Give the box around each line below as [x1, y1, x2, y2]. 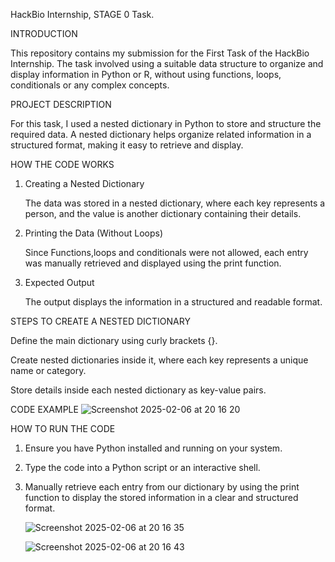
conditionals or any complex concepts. [10, 79, 170, 91]
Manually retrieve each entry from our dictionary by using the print [24, 481, 300, 493]
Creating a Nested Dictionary [24, 178, 145, 189]
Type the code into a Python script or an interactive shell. [24, 462, 261, 473]
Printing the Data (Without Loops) [24, 227, 164, 239]
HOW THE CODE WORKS [10, 159, 115, 170]
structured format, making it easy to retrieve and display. [10, 139, 244, 151]
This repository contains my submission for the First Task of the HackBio [10, 47, 310, 59]
